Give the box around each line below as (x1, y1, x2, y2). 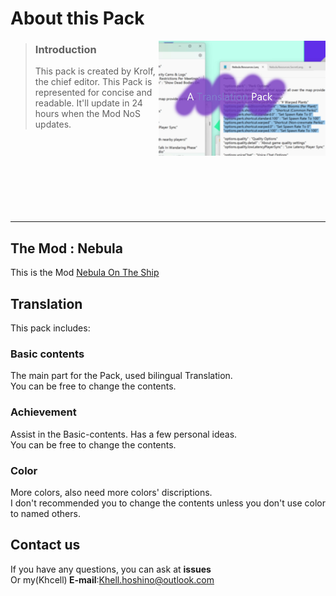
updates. (34, 118, 72, 131)
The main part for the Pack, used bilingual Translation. (10, 370, 233, 382)
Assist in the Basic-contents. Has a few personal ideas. (10, 428, 238, 440)
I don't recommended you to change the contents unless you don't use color (10, 497, 326, 509)
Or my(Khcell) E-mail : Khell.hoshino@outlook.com (10, 573, 215, 586)
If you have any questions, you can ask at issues (10, 563, 212, 575)
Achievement (10, 405, 77, 419)
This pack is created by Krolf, (34, 65, 156, 77)
